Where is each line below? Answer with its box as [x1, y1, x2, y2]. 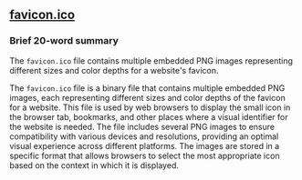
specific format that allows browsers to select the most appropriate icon [9, 150, 280, 161]
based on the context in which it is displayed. [9, 159, 180, 171]
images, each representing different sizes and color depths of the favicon [9, 92, 286, 103]
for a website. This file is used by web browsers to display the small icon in [9, 102, 291, 113]
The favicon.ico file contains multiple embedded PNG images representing [9, 55, 294, 66]
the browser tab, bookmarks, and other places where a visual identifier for [9, 111, 288, 122]
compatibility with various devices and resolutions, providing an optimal [9, 131, 279, 142]
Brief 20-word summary [9, 35, 119, 47]
